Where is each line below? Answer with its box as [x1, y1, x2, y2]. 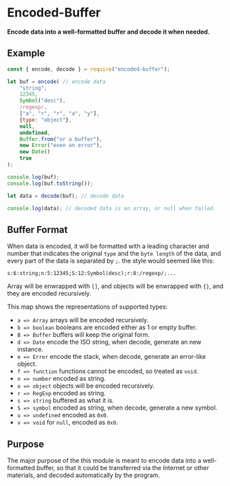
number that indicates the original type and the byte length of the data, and [7, 250, 222, 258]
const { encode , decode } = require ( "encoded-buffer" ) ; [7, 65, 170, 73]
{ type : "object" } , [19, 116, 72, 123]
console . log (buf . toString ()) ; [7, 180, 94, 187]
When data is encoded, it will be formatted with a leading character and [7, 242, 209, 250]
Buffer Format [7, 223, 68, 235]
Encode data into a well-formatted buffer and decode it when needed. [7, 27, 211, 36]
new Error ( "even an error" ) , [19, 142, 103, 149]
